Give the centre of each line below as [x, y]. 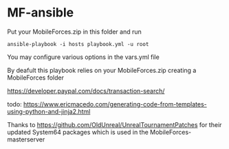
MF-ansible [41, 13]
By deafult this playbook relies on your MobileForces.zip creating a [102, 70]
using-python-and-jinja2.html [49, 111]
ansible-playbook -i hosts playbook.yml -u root [78, 44]
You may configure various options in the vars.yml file [83, 57]
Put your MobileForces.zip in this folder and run [75, 32]
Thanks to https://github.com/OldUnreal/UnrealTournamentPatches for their [115, 124]
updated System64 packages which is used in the [78, 132]
